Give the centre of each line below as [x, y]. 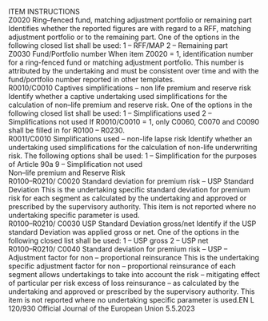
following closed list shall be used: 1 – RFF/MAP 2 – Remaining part [118, 46]
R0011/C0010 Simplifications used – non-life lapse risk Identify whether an [130, 139]
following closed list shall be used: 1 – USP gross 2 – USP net [108, 240]
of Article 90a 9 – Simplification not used [75, 164]
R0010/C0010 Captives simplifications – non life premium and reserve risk [130, 88]
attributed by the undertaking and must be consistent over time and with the [134, 71]
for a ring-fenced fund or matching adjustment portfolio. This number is [126, 62]
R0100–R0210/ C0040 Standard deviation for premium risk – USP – [118, 249]
